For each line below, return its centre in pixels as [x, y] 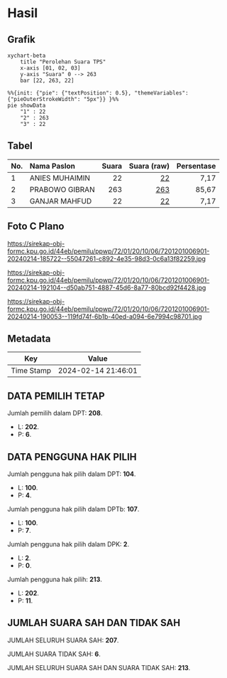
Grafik [21, 39]
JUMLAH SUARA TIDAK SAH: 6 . [54, 654]
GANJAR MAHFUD [61, 201]
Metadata [29, 339]
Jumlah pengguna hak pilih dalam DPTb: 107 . [73, 509]
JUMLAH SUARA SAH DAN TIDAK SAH [94, 623]
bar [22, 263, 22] [47, 80]
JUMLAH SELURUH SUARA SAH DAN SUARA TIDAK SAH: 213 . [99, 667]
